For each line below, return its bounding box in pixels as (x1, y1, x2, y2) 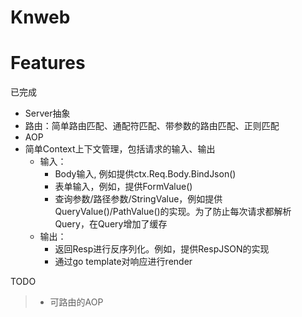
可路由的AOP (49, 296, 104, 308)
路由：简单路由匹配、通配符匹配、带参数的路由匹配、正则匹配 (24, 120, 280, 132)
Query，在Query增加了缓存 (54, 218, 168, 230)
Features (10, 52, 86, 75)
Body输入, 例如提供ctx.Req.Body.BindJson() (54, 168, 237, 180)
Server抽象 (24, 107, 71, 120)
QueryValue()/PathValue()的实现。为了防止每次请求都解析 (54, 206, 292, 218)
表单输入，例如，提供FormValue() (54, 181, 193, 193)
